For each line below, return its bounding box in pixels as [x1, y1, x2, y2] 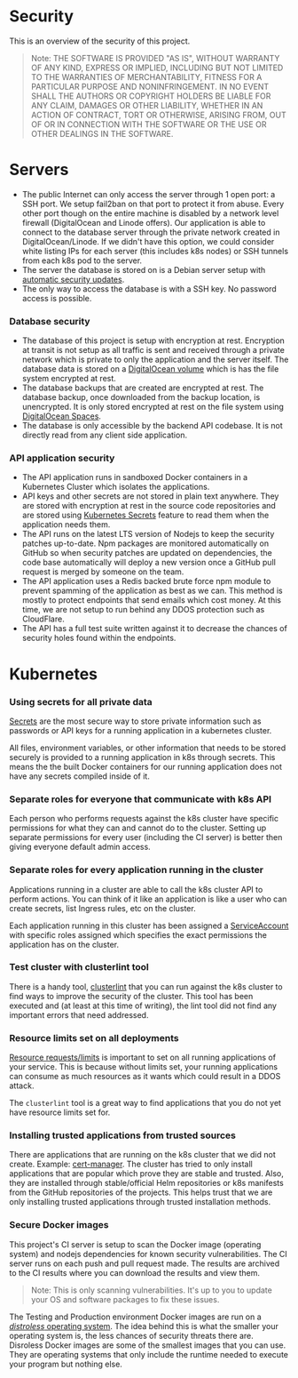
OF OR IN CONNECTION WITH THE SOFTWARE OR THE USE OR [30, 118, 267, 130]
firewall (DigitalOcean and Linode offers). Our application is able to [21, 217, 266, 228]
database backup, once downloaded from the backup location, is [21, 392, 261, 403]
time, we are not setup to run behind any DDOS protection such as [21, 605, 265, 615]
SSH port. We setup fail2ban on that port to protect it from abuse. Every [21, 198, 285, 209]
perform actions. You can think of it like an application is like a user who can [9, 893, 287, 904]
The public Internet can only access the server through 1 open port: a [21, 188, 276, 199]
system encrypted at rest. [21, 373, 117, 384]
